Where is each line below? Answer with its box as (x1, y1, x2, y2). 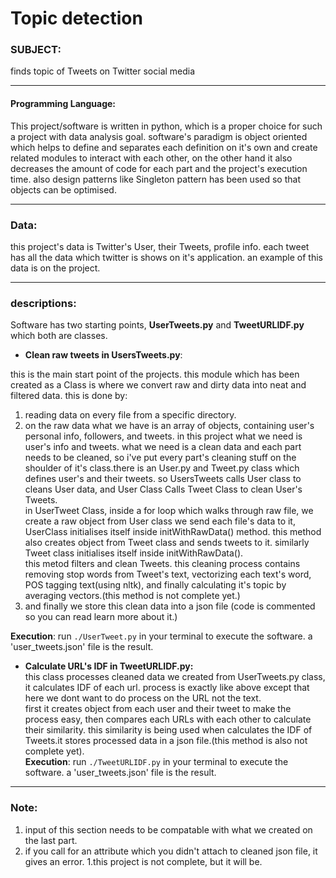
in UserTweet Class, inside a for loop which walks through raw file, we (24, 505, 314, 517)
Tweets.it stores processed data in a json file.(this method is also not (24, 735, 308, 747)
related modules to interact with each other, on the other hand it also (10, 152, 293, 164)
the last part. (24, 834, 78, 846)
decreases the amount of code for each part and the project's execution (10, 162, 308, 174)
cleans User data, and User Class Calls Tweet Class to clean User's (24, 483, 303, 496)
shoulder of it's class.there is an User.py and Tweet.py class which (24, 462, 300, 474)
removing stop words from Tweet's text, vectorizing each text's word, (24, 568, 312, 581)
